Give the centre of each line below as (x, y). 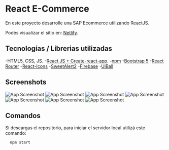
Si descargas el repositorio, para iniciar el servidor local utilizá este (75, 128)
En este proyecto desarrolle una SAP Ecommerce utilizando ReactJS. (77, 23)
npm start (20, 142)
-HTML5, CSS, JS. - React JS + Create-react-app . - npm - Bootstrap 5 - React (84, 61)
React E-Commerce (47, 9)
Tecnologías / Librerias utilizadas (59, 49)
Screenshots (26, 82)
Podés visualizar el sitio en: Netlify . (42, 32)
